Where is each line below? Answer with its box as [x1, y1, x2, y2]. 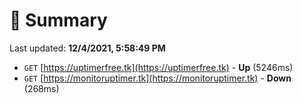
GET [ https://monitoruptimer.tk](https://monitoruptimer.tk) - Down [23, 72, 292, 84]
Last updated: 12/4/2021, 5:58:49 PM [9, 42, 166, 54]
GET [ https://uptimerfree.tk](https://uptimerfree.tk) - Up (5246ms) [23, 61, 294, 73]
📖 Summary [9, 9, 108, 32]
